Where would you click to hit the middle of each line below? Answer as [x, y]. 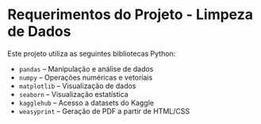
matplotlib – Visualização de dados [77, 86]
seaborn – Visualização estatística [73, 94]
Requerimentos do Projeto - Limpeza [130, 15]
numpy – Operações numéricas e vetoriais [86, 77]
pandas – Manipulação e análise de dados [86, 68]
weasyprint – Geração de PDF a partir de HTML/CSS [104, 111]
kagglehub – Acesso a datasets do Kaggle [86, 103]
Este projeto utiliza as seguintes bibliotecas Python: [92, 53]
